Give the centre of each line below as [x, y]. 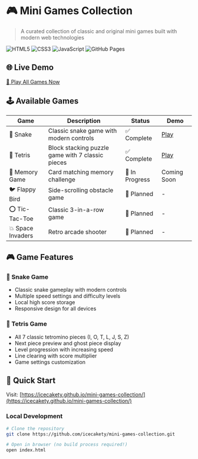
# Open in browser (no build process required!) [67, 445]
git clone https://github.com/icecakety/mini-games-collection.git [91, 434]
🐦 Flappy [23, 189]
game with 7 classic [76, 155]
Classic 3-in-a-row [76, 210]
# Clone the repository [35, 428]
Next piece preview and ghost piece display [68, 343]
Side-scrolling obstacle [81, 190]
